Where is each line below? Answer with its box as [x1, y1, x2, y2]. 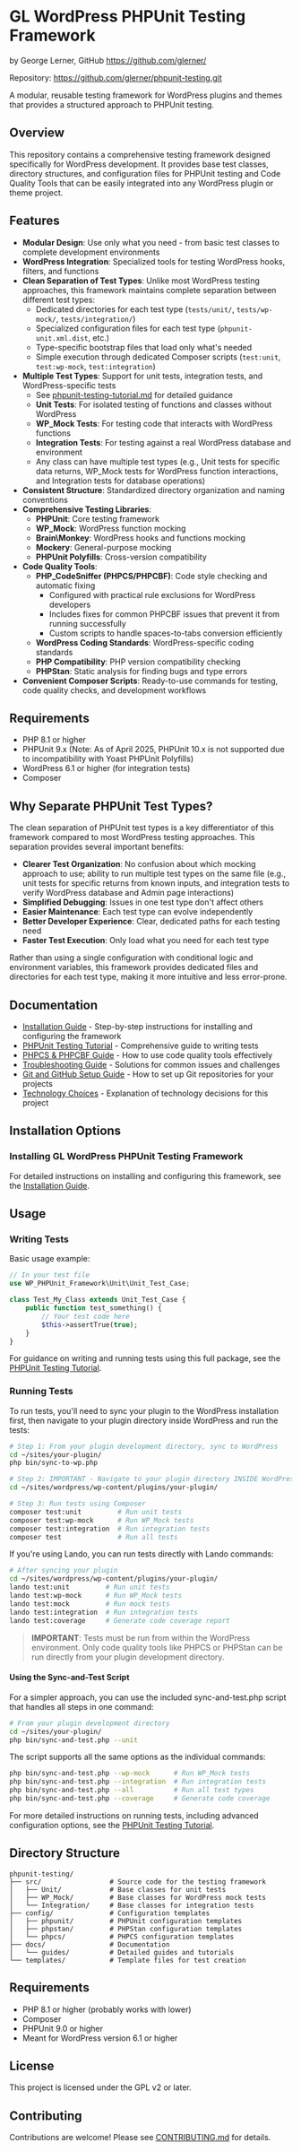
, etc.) [88, 332, 110, 343]
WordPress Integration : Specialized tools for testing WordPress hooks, [21, 256, 285, 266]
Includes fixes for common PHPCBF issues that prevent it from [48, 608, 280, 620]
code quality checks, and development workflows [21, 684, 207, 696]
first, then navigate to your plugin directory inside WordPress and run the [9, 1415, 279, 1426]
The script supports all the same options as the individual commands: [9, 1751, 266, 1763]
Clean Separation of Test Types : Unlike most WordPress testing [21, 275, 260, 286]
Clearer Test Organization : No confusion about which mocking [21, 859, 257, 870]
